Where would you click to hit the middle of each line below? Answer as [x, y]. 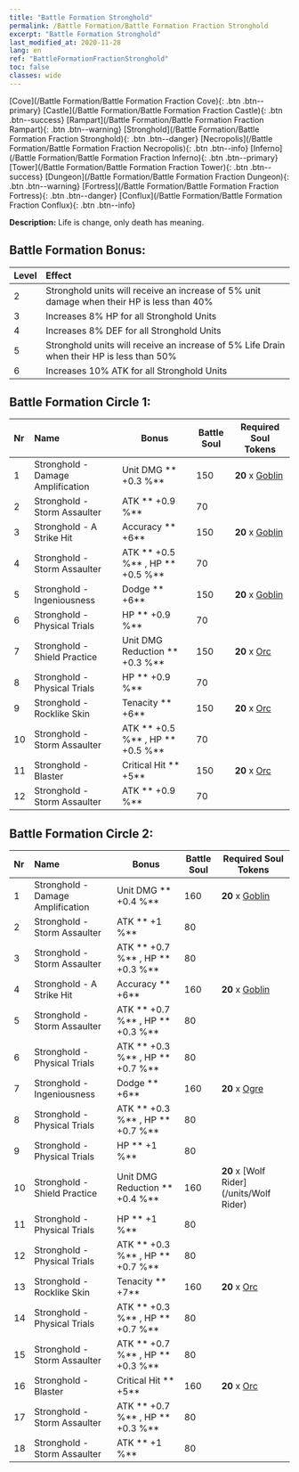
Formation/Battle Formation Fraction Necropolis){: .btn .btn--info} [129, 148]
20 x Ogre [242, 1089]
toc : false [29, 68]
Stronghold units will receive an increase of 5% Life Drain [166, 345]
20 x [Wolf [243, 1171]
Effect [59, 275]
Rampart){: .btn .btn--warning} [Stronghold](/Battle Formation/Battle [134, 129]
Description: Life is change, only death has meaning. [107, 222]
